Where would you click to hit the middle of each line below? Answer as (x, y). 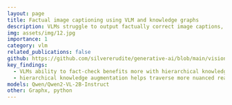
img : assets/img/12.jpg (41, 33)
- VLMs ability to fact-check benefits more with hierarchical (106, 71)
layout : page (26, 13)
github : (18, 59)
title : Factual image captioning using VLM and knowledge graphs (103, 20)
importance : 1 (28, 39)
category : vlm (28, 46)
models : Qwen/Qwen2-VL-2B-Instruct (58, 84)
